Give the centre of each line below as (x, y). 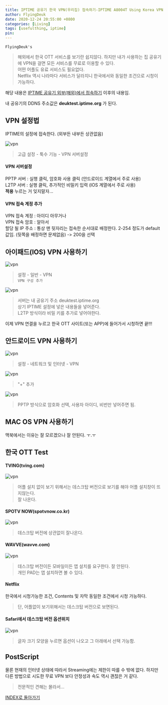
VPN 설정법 (22, 121)
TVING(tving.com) (25, 465)
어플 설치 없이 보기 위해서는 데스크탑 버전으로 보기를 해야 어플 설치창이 (86, 487)
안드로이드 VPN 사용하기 (41, 341)
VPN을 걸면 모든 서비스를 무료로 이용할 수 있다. (69, 63)
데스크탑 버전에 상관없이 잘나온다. (50, 533)
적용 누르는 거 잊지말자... (29, 191)
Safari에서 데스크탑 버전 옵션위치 (37, 619)
